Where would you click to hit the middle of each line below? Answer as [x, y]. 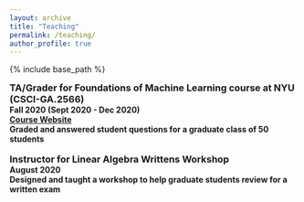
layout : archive [40, 18]
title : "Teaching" [44, 27]
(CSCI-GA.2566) [47, 100]
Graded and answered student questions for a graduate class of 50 [139, 130]
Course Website [41, 120]
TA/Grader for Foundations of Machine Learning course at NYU [152, 88]
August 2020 [35, 170]
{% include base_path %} [58, 69]
